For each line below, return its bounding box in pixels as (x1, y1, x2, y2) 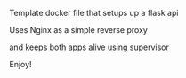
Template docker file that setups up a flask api (9, 8, 179, 18)
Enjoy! (9, 59, 33, 69)
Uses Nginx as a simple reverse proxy (9, 25, 149, 35)
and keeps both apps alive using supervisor (9, 42, 169, 52)
